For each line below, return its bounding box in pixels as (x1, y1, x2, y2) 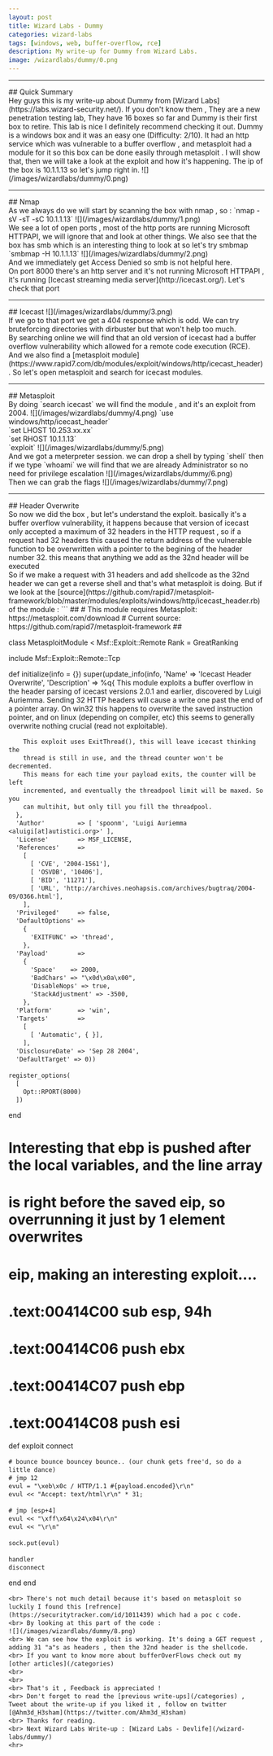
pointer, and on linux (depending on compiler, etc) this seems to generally (8, 712, 255, 722)
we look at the (8, 587, 56, 597)
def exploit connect (8, 1441, 74, 1451)
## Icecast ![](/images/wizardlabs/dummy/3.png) (8, 307, 173, 317)
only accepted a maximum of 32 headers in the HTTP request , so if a (8, 527, 241, 536)
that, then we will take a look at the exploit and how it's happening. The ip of (8, 156, 263, 166)
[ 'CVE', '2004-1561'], (29, 860, 111, 868)
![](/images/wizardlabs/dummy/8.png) (8, 1627, 136, 1636)
